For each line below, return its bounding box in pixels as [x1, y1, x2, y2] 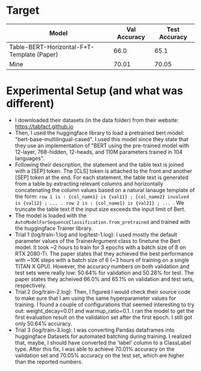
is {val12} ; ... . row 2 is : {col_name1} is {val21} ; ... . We [14, 199, 184, 206]
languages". [14, 154, 45, 162]
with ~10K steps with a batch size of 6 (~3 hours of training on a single [14, 256, 190, 263]
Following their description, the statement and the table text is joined [14, 161, 184, 168]
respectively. [14, 282, 47, 289]
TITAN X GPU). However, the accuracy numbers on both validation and [14, 263, 190, 270]
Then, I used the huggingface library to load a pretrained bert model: [14, 129, 184, 136]
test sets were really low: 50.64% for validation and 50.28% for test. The [14, 269, 194, 276]
